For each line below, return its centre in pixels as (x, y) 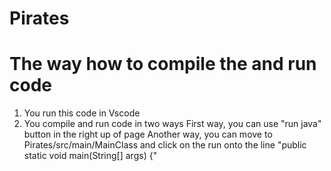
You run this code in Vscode (82, 113)
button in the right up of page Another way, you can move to (148, 134)
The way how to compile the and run (163, 64)
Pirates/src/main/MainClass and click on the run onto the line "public (165, 145)
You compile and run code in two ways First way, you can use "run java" (172, 124)
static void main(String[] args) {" (90, 156)
